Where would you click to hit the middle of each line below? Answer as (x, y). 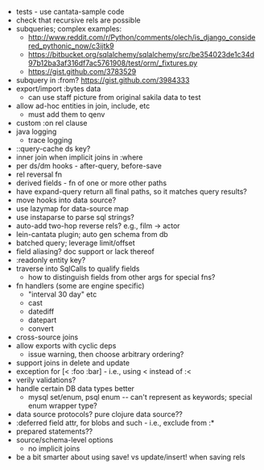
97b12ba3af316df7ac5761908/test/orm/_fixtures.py (113, 63)
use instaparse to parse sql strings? (75, 217)
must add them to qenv (66, 114)
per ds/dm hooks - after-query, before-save (89, 166)
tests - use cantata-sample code (70, 12)
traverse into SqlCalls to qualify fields (78, 268)
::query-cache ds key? (53, 149)
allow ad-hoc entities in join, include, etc (83, 106)
